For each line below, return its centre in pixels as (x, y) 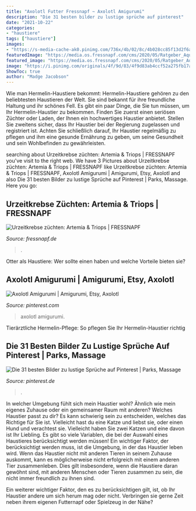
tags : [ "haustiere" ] (31, 39)
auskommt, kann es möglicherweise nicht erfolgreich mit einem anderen (93, 459)
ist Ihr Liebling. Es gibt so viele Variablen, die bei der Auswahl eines (87, 434)
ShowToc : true (23, 71)
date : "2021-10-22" (30, 22)
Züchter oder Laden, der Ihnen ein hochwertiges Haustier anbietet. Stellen (95, 118)
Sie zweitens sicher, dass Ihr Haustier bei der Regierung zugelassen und (93, 125)
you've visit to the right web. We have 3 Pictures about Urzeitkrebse (88, 161)
